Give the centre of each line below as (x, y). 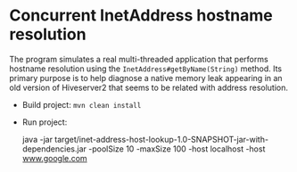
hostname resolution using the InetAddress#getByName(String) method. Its (146, 69)
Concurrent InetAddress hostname (141, 16)
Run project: (45, 122)
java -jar (37, 139)
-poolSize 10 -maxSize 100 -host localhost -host (177, 149)
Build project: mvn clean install (82, 104)
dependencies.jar (54, 149)
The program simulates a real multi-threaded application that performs (139, 59)
